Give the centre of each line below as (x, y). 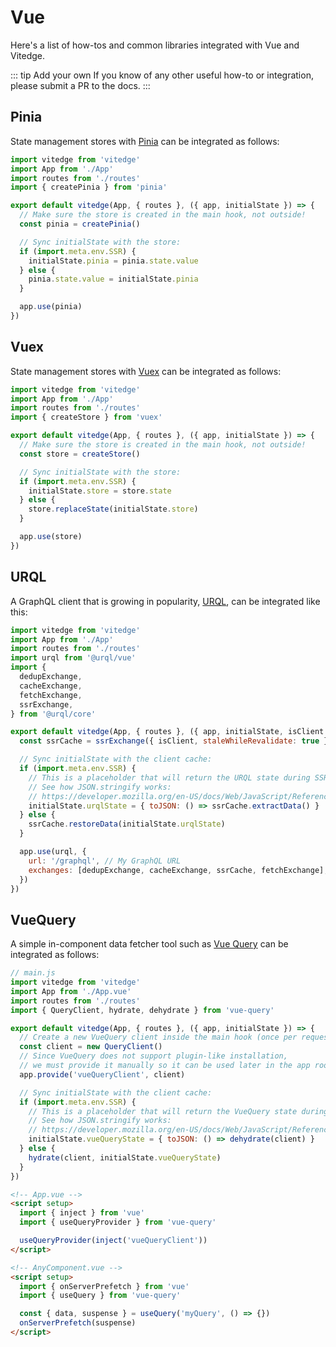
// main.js (33, 973)
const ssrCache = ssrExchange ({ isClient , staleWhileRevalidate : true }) (176, 741)
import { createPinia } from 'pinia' (89, 187)
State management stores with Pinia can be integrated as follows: (145, 141)
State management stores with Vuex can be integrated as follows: (146, 371)
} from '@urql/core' (53, 714)
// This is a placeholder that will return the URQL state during (169, 777)
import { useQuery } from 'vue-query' (100, 1296)
